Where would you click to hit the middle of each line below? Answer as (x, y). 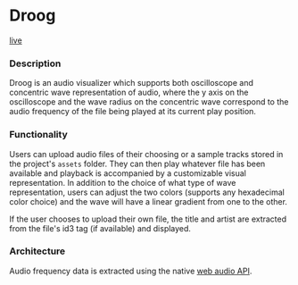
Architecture (37, 251)
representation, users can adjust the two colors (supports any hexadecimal (147, 192)
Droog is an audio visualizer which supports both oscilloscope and (132, 83)
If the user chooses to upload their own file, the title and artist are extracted (148, 219)
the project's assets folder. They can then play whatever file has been (137, 163)
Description (35, 63)
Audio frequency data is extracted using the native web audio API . (131, 271)
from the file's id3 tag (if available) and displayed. (100, 228)
